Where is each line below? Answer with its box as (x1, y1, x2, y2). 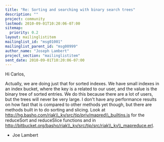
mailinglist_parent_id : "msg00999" (5, 44, 78, 49)
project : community (5, 16, 45, 21)
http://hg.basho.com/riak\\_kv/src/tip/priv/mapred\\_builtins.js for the (5, 112, 145, 118)
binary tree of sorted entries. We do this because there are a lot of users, (5, 91, 153, 97)
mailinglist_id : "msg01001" (5, 39, 63, 44)
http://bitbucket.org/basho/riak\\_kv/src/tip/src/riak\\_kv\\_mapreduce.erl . (5, 123, 154, 129)
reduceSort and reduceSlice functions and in (5, 117, 96, 123)
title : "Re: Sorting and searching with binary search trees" (5, 7, 135, 12)
